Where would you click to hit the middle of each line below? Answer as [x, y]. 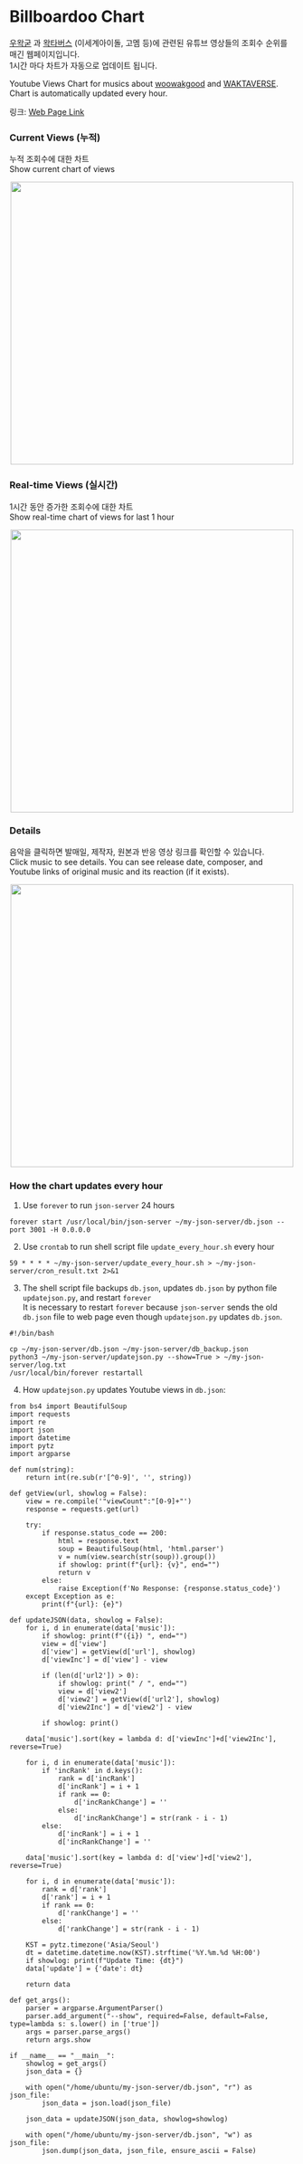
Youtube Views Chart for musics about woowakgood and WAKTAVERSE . [144, 83]
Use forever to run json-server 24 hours [98, 1206]
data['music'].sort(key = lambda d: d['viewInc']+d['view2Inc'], [151, 1740]
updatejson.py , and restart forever [87, 1298]
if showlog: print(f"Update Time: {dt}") [104, 1961]
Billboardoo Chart [77, 17]
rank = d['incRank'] [96, 1779]
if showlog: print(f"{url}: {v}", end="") [139, 1565]
